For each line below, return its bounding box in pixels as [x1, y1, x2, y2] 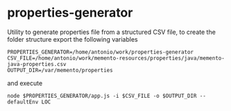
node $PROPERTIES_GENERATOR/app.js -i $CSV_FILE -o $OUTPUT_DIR [7, 92, 197, 99]
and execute [7, 78, 43, 87]
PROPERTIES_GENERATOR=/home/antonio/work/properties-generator [7, 49, 194, 55]
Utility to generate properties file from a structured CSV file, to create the [7, 28, 216, 36]
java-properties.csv [7, 60, 67, 67]
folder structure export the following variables [7, 35, 138, 43]
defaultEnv [7, 99, 39, 105]
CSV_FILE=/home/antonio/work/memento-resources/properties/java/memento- [7, 54, 225, 62]
